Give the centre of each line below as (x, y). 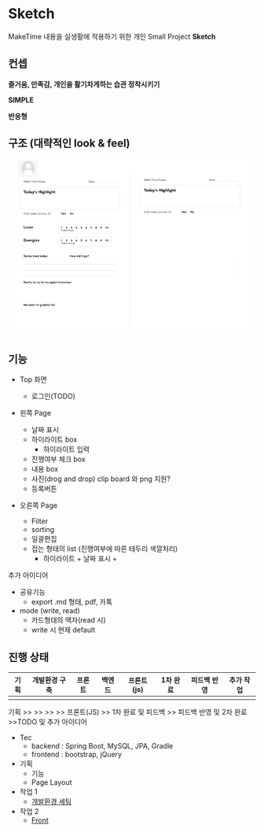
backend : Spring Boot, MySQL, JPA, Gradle (102, 745)
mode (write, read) (49, 611)
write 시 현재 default (63, 630)
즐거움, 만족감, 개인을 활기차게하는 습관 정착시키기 (84, 84)
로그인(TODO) (53, 396)
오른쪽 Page (38, 505)
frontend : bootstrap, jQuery (77, 754)
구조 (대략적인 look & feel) (70, 144)
